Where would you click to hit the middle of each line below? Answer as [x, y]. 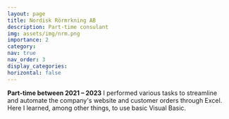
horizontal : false [34, 73]
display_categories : [38, 66]
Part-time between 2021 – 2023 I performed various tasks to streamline [112, 93]
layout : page [26, 14]
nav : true [22, 54]
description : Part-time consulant [58, 27]
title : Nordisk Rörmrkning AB [52, 20]
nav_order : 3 [26, 60]
